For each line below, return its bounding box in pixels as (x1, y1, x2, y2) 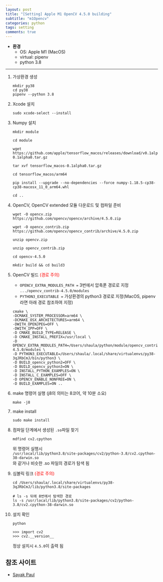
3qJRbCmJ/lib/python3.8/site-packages (12, 485, 91, 489)
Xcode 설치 (12, 101, 35, 107)
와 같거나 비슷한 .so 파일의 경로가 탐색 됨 (12, 460, 90, 466)
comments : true (5, 30, 36, 34)
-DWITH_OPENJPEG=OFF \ (12, 322, 59, 327)
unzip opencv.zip (12, 237, 48, 242)
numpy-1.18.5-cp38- (116, 180, 156, 185)
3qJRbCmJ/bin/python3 (12, 356, 56, 361)
